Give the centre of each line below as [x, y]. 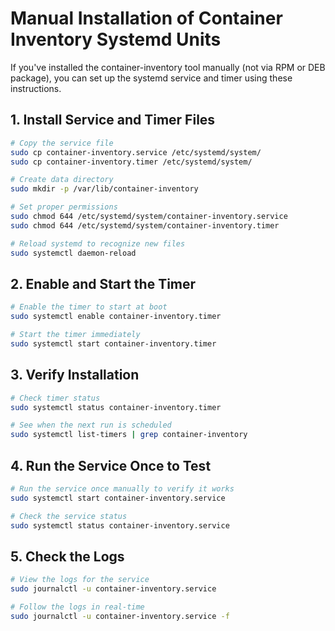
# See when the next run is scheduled [91, 425]
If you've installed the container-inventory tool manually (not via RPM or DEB [168, 67]
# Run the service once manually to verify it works [122, 488]
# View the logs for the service [80, 580]
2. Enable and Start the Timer [103, 283]
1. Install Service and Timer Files [113, 120]
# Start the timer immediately [75, 335]
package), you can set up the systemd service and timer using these [151, 78]
